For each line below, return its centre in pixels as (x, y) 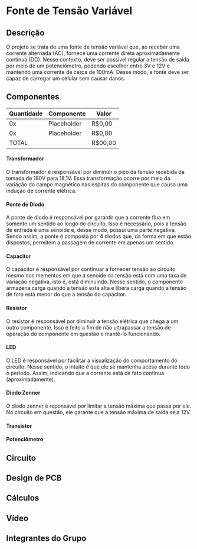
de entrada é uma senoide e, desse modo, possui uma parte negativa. (91, 230)
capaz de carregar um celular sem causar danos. (66, 78)
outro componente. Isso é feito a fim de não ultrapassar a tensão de (88, 327)
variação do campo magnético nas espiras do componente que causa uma (97, 185)
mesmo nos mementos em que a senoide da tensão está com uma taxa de (96, 276)
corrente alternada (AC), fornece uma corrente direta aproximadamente (93, 53)
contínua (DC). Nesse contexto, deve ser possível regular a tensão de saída (98, 59)
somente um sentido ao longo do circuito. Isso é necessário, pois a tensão (96, 224)
